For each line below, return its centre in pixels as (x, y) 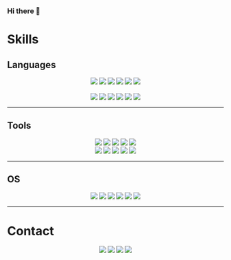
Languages (32, 65)
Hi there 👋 (24, 11)
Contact (31, 231)
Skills (23, 40)
